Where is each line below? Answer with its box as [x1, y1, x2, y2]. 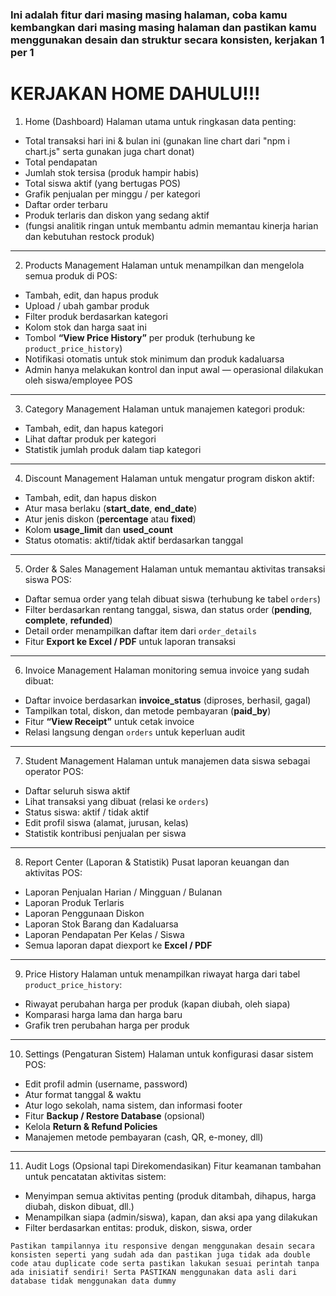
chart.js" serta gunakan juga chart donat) [24, 145, 195, 157]
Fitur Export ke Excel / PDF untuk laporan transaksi [24, 635, 236, 647]
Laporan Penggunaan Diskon [24, 907, 145, 919]
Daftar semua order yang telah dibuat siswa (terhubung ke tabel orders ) [24, 593, 322, 605]
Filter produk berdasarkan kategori [24, 310, 168, 322]
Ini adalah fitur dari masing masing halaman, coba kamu [10, 8, 288, 22]
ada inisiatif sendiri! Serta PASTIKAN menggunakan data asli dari [10, 1267, 298, 1277]
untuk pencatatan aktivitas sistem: [24, 1170, 167, 1182]
